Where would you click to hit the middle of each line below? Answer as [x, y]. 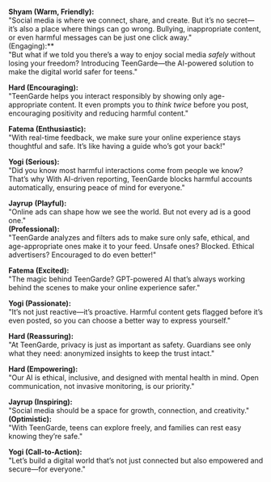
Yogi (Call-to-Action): [45, 452]
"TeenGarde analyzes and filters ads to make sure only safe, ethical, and [129, 237]
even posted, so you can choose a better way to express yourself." [119, 320]
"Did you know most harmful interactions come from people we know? [126, 170]
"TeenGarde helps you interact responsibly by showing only [108, 96]
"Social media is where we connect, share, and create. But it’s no [116, 20]
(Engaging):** [32, 46]
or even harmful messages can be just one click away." [100, 37]
